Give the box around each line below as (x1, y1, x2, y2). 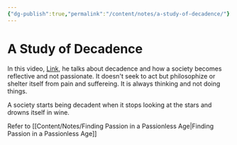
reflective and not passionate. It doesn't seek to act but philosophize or (7, 71, 216, 80)
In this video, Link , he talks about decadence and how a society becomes (7, 64, 222, 73)
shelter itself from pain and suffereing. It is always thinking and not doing (7, 79, 221, 88)
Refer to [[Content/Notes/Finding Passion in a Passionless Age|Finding (7, 122, 214, 130)
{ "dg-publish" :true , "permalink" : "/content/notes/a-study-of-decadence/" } (7, 10, 231, 18)
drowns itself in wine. (7, 108, 70, 117)
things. (7, 86, 28, 95)
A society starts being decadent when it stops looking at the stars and (7, 100, 212, 109)
